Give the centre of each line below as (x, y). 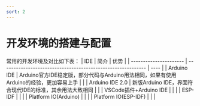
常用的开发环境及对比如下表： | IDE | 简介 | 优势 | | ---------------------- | (97, 61)
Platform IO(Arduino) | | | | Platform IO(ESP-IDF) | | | (92, 96)
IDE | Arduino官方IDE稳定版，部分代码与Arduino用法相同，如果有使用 (91, 75)
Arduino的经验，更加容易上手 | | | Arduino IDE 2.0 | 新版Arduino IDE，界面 (97, 82)
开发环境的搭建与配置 (59, 43)
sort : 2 (16, 12)
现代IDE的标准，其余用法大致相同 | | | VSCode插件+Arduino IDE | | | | (96, 90)
